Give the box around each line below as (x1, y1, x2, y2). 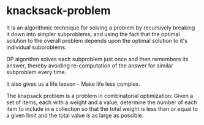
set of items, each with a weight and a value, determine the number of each (6, 99, 197, 106)
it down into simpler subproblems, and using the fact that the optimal (6, 30, 180, 37)
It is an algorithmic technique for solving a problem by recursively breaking (6, 24, 195, 31)
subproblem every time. (6, 68, 66, 75)
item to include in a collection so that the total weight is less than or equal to (6, 105, 198, 112)
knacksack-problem (6, 4, 111, 18)
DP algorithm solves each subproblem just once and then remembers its (6, 55, 189, 63)
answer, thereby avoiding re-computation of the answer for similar (6, 62, 173, 69)
